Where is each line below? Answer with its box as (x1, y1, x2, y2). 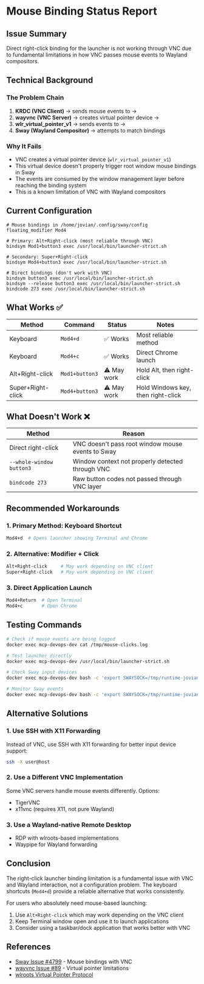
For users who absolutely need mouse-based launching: (6, 899, 148, 907)
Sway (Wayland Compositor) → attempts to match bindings (15, 127, 166, 134)
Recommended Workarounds (6, 503, 120, 513)
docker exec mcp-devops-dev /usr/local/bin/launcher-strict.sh (6, 658, 170, 664)
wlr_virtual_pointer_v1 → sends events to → (15, 120, 126, 127)
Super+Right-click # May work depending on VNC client (6, 569, 154, 575)
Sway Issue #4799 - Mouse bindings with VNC (15, 958, 132, 965)
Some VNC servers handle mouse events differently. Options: (6, 787, 160, 794)
